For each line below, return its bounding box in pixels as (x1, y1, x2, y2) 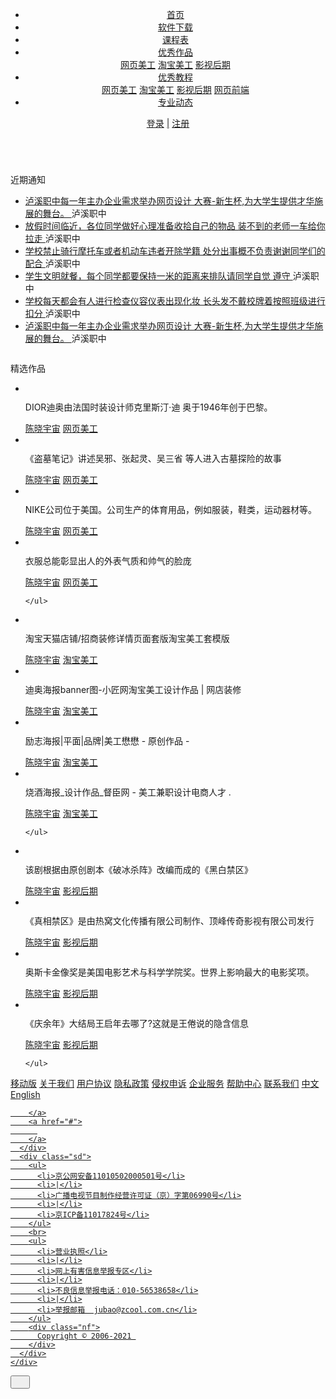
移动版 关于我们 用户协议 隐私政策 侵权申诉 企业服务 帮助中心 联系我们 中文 (10, 1078, 320, 1089)
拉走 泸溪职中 (24, 233, 81, 244)
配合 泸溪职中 (24, 258, 81, 269)
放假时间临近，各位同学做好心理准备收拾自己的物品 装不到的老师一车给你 (24, 220, 326, 232)
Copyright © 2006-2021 (36, 1331, 132, 1341)
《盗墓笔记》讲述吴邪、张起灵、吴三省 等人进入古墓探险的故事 (24, 453, 282, 464)
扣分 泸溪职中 (24, 308, 81, 319)
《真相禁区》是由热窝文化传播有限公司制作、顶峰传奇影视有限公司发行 (24, 915, 315, 927)
